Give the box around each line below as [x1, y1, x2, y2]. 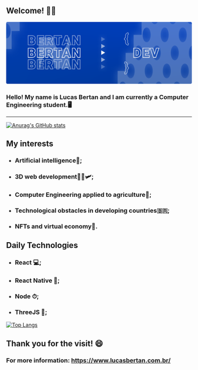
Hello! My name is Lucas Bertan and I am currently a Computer [6, 92, 189, 101]
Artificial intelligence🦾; [14, 157, 82, 165]
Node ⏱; [14, 292, 39, 300]
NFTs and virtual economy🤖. [14, 222, 98, 230]
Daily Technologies [6, 240, 78, 250]
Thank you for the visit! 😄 [6, 338, 103, 348]
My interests [6, 139, 54, 149]
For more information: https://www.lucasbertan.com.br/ [6, 356, 171, 364]
